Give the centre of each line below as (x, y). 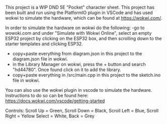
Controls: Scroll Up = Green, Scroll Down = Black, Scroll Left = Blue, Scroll (82, 111)
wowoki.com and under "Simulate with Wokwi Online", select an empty (78, 33)
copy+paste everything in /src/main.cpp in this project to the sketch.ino (87, 75)
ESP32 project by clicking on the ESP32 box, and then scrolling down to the (83, 38)
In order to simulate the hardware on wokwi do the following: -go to (75, 28)
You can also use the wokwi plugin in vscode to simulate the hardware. (79, 90)
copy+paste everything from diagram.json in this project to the (77, 53)
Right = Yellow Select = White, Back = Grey (50, 116)
